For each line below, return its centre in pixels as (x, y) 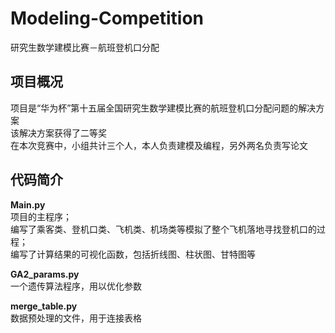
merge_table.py (44, 306)
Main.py (28, 204)
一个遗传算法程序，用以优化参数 (76, 286)
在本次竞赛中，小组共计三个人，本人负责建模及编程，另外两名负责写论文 (159, 145)
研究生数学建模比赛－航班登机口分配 (85, 47)
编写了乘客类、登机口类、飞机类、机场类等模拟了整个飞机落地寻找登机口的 (163, 229)
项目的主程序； (41, 216)
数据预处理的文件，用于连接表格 (76, 318)
